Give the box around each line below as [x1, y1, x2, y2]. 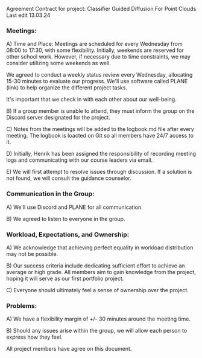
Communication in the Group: [6, 190, 95, 198]
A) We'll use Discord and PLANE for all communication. [6, 203, 143, 211]
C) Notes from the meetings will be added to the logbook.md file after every [6, 126, 194, 133]
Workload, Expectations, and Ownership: [6, 230, 130, 238]
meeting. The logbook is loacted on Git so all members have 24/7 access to [6, 132, 194, 139]
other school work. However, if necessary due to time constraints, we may [6, 53, 191, 60]
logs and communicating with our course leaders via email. [6, 156, 153, 164]
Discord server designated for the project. [6, 114, 110, 121]
